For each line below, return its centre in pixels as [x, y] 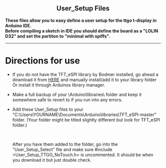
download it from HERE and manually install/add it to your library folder [84, 80]
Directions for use [42, 61]
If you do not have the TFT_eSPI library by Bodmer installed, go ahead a [85, 74]
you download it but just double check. [52, 160]
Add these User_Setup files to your [48, 109]
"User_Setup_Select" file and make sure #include [62, 149]
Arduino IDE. [18, 25]
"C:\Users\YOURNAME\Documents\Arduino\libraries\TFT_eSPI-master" [84, 114]
